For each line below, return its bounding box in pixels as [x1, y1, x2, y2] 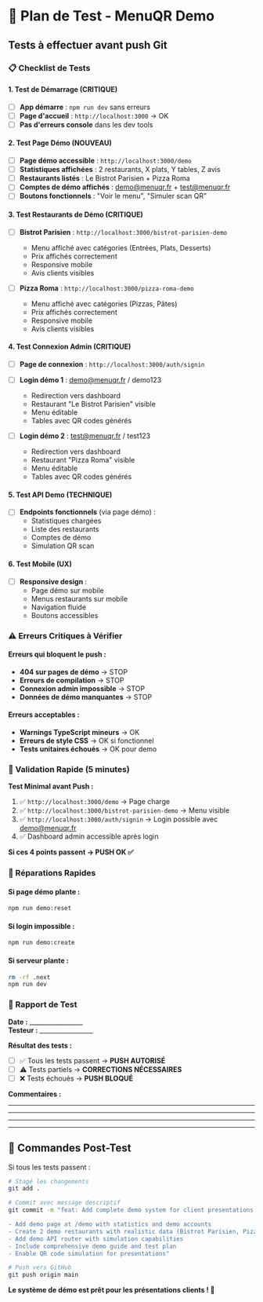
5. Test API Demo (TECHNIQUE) [8, 490, 113, 499]
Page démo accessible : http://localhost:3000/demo [19, 156, 192, 166]
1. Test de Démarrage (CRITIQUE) [8, 85, 118, 94]
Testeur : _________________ [8, 1025, 93, 1035]
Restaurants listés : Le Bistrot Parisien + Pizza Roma [19, 174, 190, 183]
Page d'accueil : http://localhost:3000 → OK [19, 111, 169, 120]
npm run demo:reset [8, 905, 72, 912]
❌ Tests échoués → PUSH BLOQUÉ [19, 1073, 134, 1083]
